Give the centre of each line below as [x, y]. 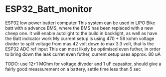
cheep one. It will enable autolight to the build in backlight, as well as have [81, 33]
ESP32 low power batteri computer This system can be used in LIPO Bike [80, 23]
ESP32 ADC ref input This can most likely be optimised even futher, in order [83, 49]
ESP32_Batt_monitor [49, 9]
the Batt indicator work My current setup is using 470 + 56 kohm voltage [80, 38]
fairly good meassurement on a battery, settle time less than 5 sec [73, 69]
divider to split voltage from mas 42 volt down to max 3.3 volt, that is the [80, 43]
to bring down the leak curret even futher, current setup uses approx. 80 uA [83, 54]
